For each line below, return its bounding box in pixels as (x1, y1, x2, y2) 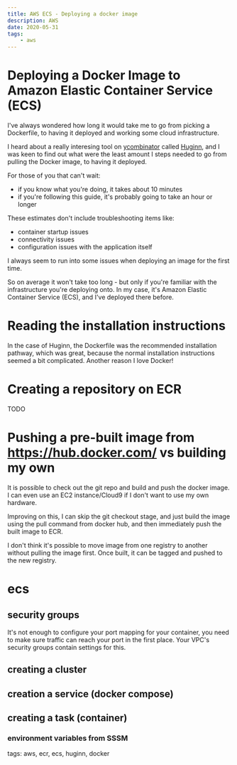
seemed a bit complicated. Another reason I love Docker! (7, 357, 174, 364)
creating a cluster (7, 663, 87, 676)
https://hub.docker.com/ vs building (7, 445, 226, 461)
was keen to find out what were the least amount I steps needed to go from (7, 150, 227, 158)
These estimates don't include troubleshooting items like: (7, 214, 175, 222)
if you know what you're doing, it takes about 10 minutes (17, 185, 183, 194)
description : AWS (7, 17, 59, 24)
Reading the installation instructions (7, 318, 226, 334)
